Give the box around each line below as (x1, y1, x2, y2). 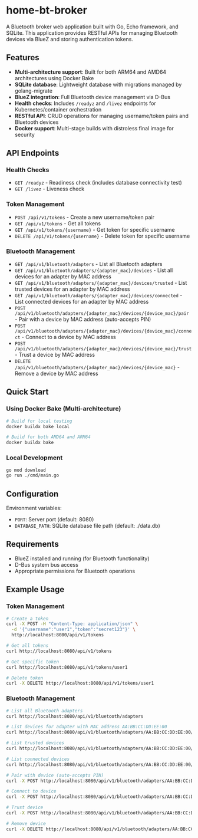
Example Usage (6, 584, 65, 594)
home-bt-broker (6, 4, 87, 17)
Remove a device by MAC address (14, 370, 98, 377)
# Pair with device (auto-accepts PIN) (6, 772, 104, 778)
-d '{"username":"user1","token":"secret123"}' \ (11, 626, 136, 633)
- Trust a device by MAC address (14, 351, 95, 359)
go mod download (6, 467, 46, 473)
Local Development (6, 453, 63, 462)
